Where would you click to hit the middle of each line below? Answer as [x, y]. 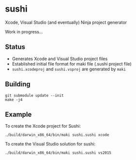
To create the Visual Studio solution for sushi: [50, 144]
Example [18, 114]
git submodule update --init [34, 96]
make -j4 [14, 100]
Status [15, 47]
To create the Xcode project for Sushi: [43, 126]
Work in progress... [24, 32]
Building [18, 84]
